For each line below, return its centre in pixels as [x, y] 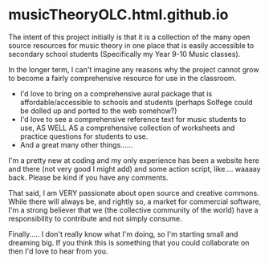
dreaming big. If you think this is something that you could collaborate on [129, 242]
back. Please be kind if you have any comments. [88, 177]
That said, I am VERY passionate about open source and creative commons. [134, 193]
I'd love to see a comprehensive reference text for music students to [133, 119]
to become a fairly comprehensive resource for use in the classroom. [122, 78]
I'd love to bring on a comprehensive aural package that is [116, 93]
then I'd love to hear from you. [58, 251]
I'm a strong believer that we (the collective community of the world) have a [133, 209]
